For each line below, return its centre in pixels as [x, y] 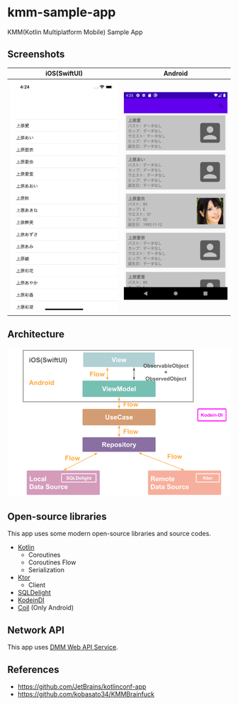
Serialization [46, 570]
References [33, 669]
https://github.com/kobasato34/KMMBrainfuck [86, 694]
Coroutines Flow [52, 562]
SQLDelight [34, 593]
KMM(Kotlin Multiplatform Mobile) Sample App [75, 32]
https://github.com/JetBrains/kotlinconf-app [82, 687]
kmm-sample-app [62, 12]
